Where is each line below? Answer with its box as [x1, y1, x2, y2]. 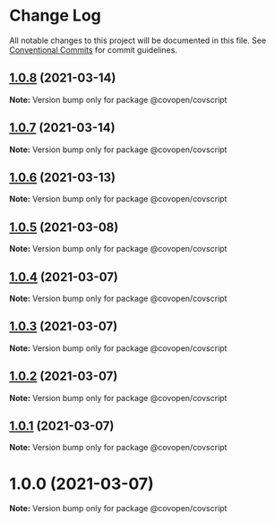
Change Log [9, 5, 101, 26]
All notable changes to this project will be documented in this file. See [9, 35, 267, 46]
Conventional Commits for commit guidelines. [9, 44, 177, 55]
